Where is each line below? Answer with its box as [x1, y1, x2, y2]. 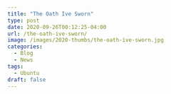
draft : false [7, 76, 46, 83]
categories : [7, 43, 43, 50]
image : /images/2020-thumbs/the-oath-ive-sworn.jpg [7, 37, 164, 44]
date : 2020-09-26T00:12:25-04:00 [7, 23, 107, 30]
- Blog [14, 50, 33, 57]
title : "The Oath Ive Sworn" [7, 10, 94, 18]
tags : [7, 63, 24, 70]
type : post [7, 17, 40, 24]
